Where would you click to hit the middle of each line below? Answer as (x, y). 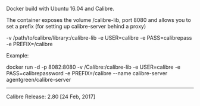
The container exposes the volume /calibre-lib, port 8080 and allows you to (99, 20)
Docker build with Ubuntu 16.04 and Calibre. (60, 9)
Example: (18, 55)
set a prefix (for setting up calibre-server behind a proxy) (76, 26)
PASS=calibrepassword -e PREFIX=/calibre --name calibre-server (87, 73)
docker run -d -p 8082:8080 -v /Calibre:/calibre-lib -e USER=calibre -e (93, 67)
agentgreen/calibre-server (39, 80)
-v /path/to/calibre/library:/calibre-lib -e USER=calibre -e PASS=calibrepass (99, 38)
